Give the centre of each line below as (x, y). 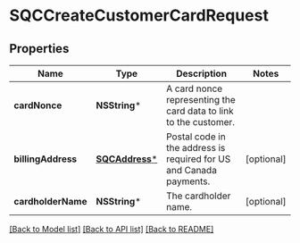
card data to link (200, 111)
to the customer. (200, 122)
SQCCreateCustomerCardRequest (139, 16)
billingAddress (46, 159)
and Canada (192, 170)
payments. (188, 181)
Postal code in (196, 137)
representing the (201, 100)
